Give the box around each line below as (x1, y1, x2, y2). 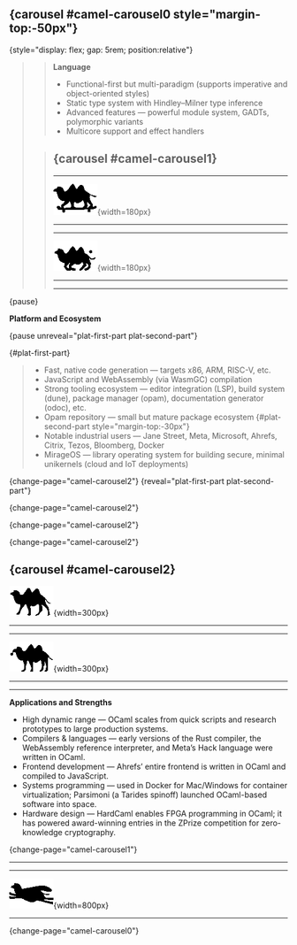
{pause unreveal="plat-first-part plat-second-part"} (9, 330, 198, 341)
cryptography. (65, 827, 117, 838)
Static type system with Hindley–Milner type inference (65, 97, 263, 108)
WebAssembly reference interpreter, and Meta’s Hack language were (21, 742, 274, 753)
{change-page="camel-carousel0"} (9, 926, 140, 936)
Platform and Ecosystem (9, 313, 102, 324)
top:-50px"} (9, 21, 79, 36)
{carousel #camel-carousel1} (52, 151, 218, 166)
